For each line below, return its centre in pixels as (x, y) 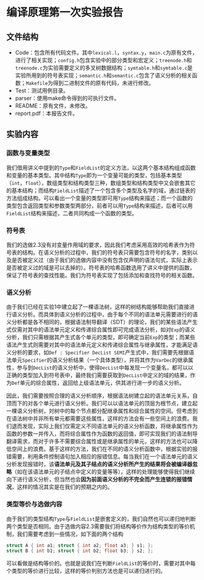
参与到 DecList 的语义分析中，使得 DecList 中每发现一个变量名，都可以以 (105, 368)
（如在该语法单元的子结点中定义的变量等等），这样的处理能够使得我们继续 (104, 472)
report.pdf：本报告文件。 (46, 113)
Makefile (37, 83)
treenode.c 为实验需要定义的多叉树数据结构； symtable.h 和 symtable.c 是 (104, 68)
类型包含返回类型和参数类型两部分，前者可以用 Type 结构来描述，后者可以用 (100, 205)
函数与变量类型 (28, 153)
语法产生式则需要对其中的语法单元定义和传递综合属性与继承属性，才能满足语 (102, 345)
